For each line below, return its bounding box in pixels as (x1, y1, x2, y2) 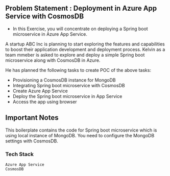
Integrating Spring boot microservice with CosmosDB (12, 82, 125, 88)
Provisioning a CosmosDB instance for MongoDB (12, 77, 116, 83)
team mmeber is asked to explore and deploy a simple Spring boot (5, 52, 145, 58)
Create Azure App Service (12, 88, 68, 94)
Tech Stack (5, 150, 34, 158)
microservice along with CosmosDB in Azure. (5, 57, 101, 63)
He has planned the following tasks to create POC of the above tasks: (5, 67, 152, 73)
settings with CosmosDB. (5, 138, 59, 144)
